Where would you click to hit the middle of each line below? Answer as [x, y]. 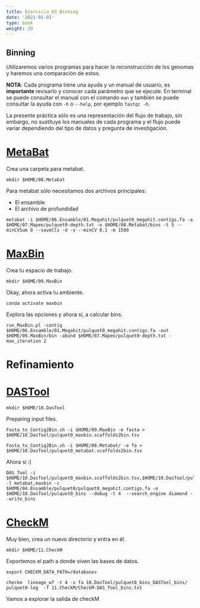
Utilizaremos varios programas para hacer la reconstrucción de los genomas [100, 67]
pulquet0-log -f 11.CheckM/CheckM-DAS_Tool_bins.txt [74, 588]
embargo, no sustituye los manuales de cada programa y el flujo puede [93, 122]
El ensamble [30, 202]
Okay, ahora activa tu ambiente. [45, 292]
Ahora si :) [19, 462]
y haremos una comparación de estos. [53, 73]
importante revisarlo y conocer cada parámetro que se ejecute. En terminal [99, 91]
